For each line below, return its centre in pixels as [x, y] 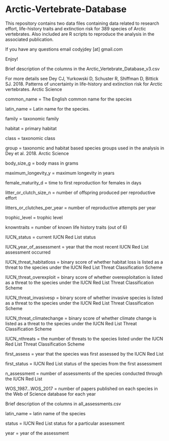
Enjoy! [12, 59]
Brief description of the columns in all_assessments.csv [63, 404]
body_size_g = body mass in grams [42, 163]
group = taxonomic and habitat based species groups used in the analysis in [85, 148]
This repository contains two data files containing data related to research [82, 23]
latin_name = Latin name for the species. [48, 109]
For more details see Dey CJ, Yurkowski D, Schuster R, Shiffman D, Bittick [82, 78]
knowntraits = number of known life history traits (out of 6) [66, 227]
